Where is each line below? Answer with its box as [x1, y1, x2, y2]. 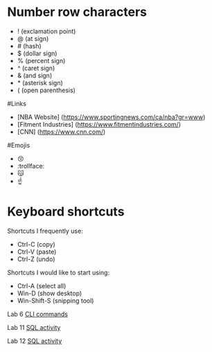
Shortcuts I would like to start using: [7, 268, 109, 276]
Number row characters [7, 4, 148, 20]
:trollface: [17, 161, 45, 170]
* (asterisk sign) [17, 78, 64, 87]
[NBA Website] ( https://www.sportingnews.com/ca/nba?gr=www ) [17, 112, 206, 121]
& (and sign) [17, 71, 53, 80]
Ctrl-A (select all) [17, 281, 67, 290]
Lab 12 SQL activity [7, 337, 62, 345]
